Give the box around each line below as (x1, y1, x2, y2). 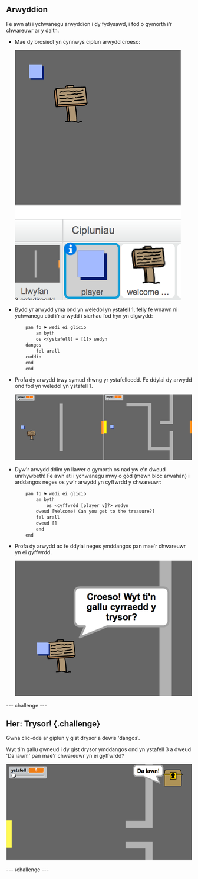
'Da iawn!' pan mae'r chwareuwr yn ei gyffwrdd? (6, 752, 125, 760)
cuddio (25, 354, 42, 360)
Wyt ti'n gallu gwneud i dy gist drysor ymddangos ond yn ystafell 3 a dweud (6, 746, 192, 753)
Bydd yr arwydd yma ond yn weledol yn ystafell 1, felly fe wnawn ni (14, 306, 178, 313)
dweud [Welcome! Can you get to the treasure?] (36, 508, 155, 514)
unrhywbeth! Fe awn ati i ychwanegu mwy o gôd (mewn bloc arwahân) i (14, 472, 190, 479)
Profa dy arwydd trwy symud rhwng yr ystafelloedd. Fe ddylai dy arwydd (14, 376, 192, 383)
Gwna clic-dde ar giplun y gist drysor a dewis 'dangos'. (6, 735, 140, 742)
